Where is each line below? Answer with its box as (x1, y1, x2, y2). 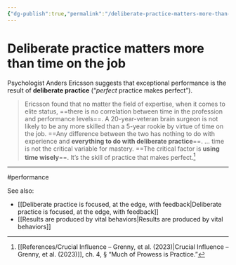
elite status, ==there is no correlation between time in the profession (24, 107, 223, 116)
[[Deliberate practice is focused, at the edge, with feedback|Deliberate (17, 201, 223, 209)
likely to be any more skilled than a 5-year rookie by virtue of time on (24, 122, 224, 130)
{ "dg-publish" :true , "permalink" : (7, 10, 105, 18)
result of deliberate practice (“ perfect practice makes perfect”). (7, 86, 193, 95)
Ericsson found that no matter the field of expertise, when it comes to (24, 100, 226, 108)
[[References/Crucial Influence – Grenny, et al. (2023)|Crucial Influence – (17, 243, 229, 251)
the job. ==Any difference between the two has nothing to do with (24, 129, 216, 137)
